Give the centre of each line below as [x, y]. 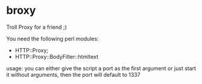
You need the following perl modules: [52, 38]
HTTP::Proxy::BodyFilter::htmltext [56, 56]
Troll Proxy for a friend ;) [37, 27]
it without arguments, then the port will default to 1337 [73, 74]
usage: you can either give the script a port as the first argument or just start [101, 68]
